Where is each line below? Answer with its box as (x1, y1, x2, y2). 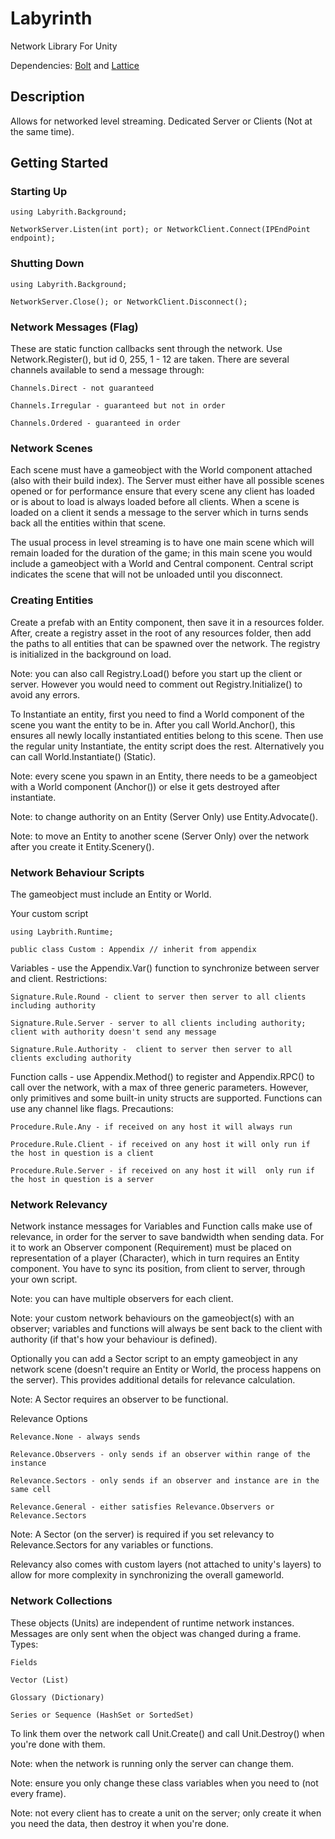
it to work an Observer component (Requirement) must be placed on (10, 1242, 292, 1254)
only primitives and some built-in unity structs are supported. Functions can (10, 1092, 323, 1104)
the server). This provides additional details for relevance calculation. (10, 1374, 296, 1386)
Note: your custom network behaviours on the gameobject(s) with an (10, 1312, 295, 1324)
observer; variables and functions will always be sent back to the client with (10, 1323, 323, 1335)
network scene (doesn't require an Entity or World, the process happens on (10, 1363, 322, 1376)
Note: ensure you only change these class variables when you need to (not (10, 1777, 319, 1789)
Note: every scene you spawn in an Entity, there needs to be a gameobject (10, 770, 318, 782)
